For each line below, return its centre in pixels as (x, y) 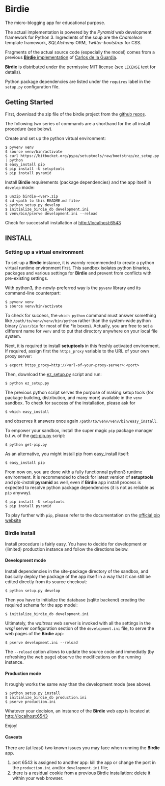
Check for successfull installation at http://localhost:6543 (63, 222)
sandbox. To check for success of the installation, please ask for (70, 403)
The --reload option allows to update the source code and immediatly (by (80, 651)
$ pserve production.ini (30, 702)
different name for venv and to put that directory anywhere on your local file (82, 331)
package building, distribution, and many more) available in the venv (74, 398)
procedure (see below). (29, 129)
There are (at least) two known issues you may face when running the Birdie (82, 748)
